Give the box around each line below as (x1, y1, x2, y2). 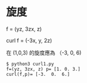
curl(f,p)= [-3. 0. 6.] (6, 71, 70, 77)
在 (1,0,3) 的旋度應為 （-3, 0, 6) (6, 49, 82, 56)
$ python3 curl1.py (6, 60, 54, 67)
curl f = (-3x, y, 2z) (6, 37, 52, 44)
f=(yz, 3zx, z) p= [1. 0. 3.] (6, 66, 81, 72)
